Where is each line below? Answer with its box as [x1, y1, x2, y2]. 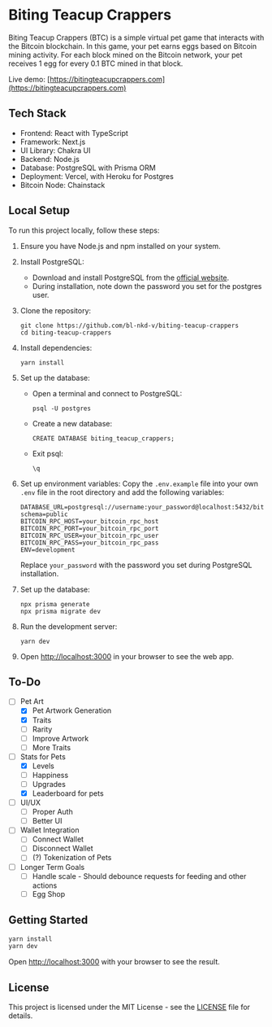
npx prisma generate [19, 600, 90, 608]
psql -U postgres [32, 404, 92, 413]
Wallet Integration [19, 825, 80, 835]
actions [32, 881, 58, 890]
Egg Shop [32, 889, 66, 898]
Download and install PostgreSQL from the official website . [32, 273, 230, 282]
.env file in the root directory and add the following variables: [19, 487, 225, 497]
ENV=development [19, 545, 76, 554]
